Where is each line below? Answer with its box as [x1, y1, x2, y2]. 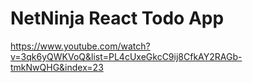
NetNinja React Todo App [10, 7, 225, 30]
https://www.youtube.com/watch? [10, 40, 151, 52]
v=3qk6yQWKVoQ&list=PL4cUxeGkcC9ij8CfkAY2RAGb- [10, 50, 243, 62]
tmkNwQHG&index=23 [10, 61, 104, 73]
